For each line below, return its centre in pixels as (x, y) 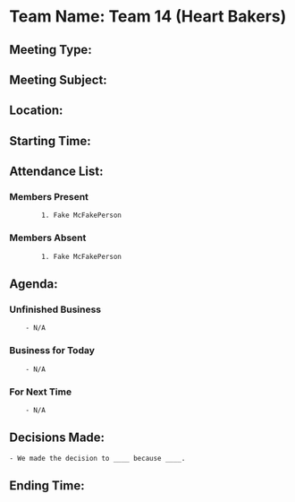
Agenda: (34, 284)
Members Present (49, 197)
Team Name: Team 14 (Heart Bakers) (148, 17)
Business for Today (52, 351)
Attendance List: (57, 172)
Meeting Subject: (58, 79)
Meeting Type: (51, 50)
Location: (36, 111)
